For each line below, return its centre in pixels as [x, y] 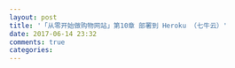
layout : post [33, 17]
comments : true [37, 42]
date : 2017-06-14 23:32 [53, 34]
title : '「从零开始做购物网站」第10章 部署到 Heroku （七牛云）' [118, 26]
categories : [31, 50]
